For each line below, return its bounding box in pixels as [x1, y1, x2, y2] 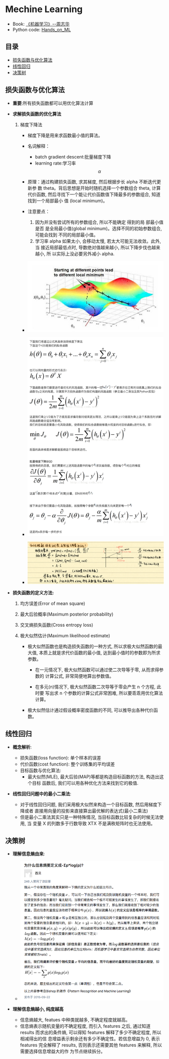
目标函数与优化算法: [20, 767, 61, 773]
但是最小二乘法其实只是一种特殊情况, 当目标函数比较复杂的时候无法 [20, 814, 159, 820]
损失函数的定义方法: [12, 589, 54, 595]
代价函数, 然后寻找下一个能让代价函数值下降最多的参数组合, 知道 [27, 191, 161, 197]
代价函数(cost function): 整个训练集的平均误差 [20, 761, 115, 767]
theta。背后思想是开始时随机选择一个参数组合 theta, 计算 [43, 185, 161, 191]
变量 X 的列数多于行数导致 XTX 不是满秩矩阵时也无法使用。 [32, 820, 155, 826]
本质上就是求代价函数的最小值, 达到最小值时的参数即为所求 [39, 649, 161, 655]
